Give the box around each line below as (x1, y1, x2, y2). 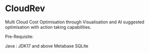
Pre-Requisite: (5, 34, 34, 39)
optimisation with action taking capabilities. (5, 24, 91, 30)
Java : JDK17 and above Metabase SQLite (5, 43, 89, 49)
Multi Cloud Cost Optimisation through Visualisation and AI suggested (5, 19, 145, 25)
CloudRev (5, 3, 45, 14)
